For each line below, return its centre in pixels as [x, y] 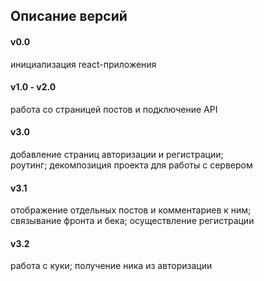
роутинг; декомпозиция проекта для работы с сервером [131, 165]
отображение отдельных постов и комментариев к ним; [131, 210]
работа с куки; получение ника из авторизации [111, 266]
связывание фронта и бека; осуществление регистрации [132, 221]
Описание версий [69, 16]
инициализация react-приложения [83, 64]
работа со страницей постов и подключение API [114, 109]
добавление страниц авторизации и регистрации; [117, 154]
